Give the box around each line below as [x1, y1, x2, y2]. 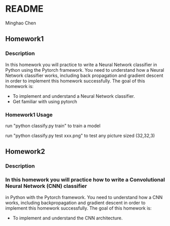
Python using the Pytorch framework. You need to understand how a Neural [5, 67, 164, 73]
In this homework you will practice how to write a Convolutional [5, 176, 165, 183]
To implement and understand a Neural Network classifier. [12, 93, 135, 99]
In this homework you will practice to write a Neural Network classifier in [5, 62, 157, 68]
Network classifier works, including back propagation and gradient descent [5, 72, 163, 78]
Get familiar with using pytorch [12, 98, 77, 104]
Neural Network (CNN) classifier [5, 183, 88, 190]
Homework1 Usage [5, 111, 53, 118]
